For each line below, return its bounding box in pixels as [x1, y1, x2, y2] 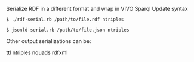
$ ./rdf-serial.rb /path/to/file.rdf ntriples [6, 17, 124, 23]
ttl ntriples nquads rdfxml [6, 49, 68, 56]
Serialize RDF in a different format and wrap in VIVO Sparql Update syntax [6, 5, 188, 12]
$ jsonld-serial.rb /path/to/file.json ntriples [6, 27, 130, 33]
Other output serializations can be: [6, 38, 91, 44]
